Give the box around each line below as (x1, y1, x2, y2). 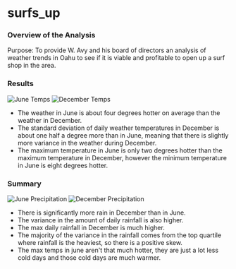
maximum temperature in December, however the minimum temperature (17, 153, 228, 162)
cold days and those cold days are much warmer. (17, 253, 161, 262)
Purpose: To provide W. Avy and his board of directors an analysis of (7, 46, 206, 54)
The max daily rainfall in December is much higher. (17, 224, 166, 232)
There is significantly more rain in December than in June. (17, 208, 186, 217)
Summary (7, 179, 42, 189)
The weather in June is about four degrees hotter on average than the (17, 108, 221, 117)
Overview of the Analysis (7, 30, 96, 40)
